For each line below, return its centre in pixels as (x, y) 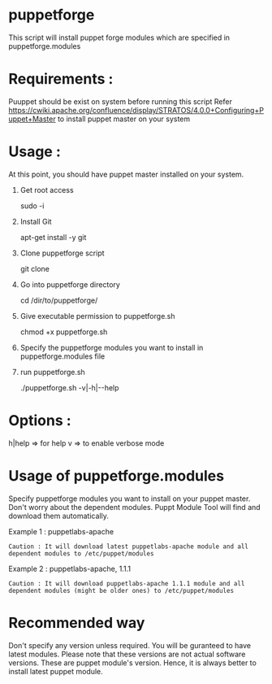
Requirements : (61, 79)
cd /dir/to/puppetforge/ (59, 300)
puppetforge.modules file (63, 356)
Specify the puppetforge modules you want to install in (112, 347)
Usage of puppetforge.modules (117, 475)
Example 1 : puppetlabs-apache (61, 531)
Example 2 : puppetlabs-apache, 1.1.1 (70, 569)
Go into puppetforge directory (70, 284)
